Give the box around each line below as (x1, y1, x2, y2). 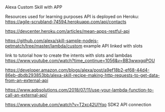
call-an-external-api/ (5, 92, 48, 98)
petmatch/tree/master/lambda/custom (5, 43, 83, 48)
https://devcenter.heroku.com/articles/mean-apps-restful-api (5, 28, 130, 34)
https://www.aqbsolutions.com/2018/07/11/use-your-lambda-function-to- (5, 87, 154, 92)
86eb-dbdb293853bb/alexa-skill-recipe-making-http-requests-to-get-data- (5, 72, 160, 78)
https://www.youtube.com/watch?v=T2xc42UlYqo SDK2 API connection (5, 102, 152, 107)
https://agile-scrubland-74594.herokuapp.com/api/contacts (5, 19, 127, 24)
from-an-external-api (5, 78, 48, 83)
